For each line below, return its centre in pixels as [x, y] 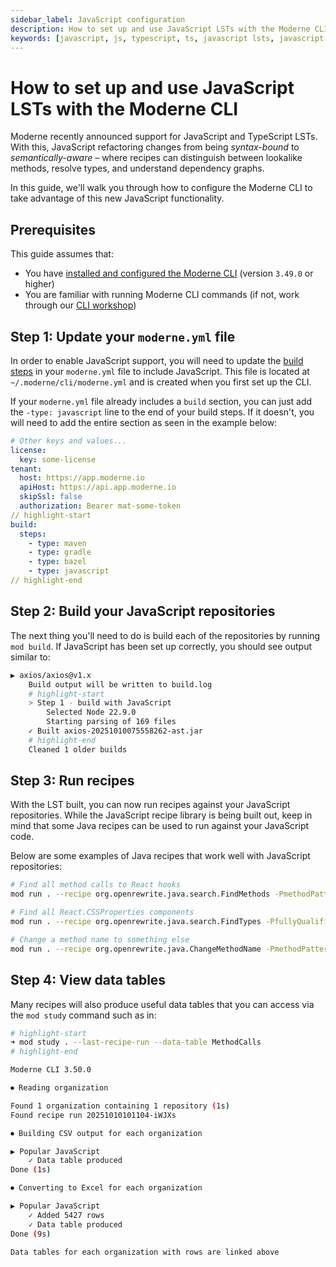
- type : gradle [60, 552]
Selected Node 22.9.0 [91, 712]
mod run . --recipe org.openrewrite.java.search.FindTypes [136, 922]
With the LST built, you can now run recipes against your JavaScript [150, 805]
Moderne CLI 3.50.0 [51, 1070]
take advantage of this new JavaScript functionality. [117, 198]
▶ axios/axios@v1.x [51, 675]
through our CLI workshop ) [80, 305]
